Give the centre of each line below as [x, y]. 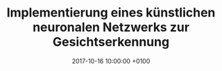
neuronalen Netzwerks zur [111, 27]
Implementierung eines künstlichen [111, 13]
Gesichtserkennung [111, 42]
